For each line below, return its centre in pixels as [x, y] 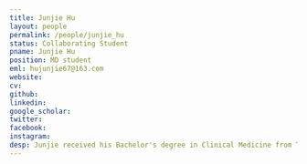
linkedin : [28, 102]
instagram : [30, 137]
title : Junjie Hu [42, 18]
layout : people [38, 26]
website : [26, 77]
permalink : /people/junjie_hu [67, 35]
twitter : [26, 119]
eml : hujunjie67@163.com [57, 69]
